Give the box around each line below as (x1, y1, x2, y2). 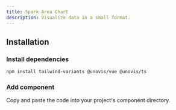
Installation (6, 37, 49, 47)
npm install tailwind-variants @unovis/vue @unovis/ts (6, 69, 147, 75)
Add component (6, 83, 55, 91)
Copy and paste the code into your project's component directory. (6, 97, 171, 104)
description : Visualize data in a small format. (6, 15, 131, 21)
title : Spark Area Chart (6, 8, 69, 15)
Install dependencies (6, 55, 69, 63)
